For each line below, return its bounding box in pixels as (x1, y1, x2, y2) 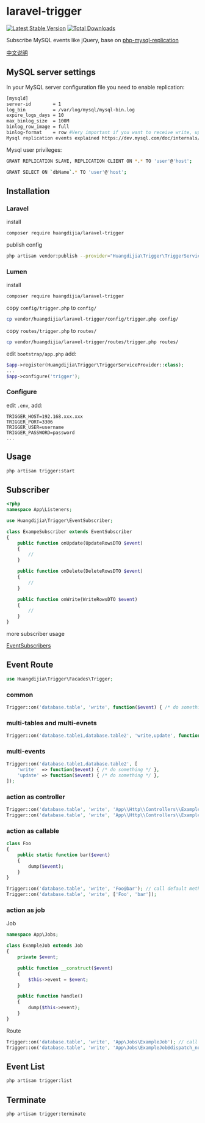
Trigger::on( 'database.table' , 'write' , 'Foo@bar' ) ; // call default (6, 886, 187, 892)
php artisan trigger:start (6, 468, 75, 474)
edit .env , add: (6, 401, 43, 409)
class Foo (6, 840, 32, 847)
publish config (6, 241, 43, 248)
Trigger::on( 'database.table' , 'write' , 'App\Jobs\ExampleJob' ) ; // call (6, 1039, 198, 1045)
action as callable (6, 826, 60, 835)
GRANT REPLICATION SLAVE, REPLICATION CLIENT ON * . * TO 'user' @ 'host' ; (6, 158, 192, 164)
